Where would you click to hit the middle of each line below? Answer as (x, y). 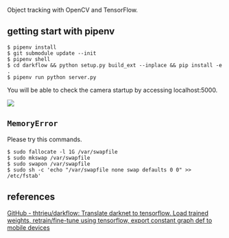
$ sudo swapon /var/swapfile (49, 164)
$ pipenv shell (29, 59)
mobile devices (28, 228)
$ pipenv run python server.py (52, 77)
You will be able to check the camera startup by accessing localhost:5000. (112, 90)
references (31, 197)
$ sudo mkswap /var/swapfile (49, 158)
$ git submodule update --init (52, 53)
